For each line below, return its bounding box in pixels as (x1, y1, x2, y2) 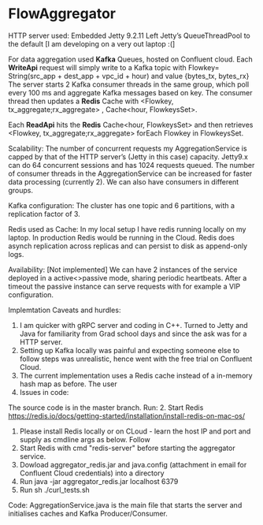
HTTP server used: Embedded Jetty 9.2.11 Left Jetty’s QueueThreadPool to (8, 31, 250, 40)
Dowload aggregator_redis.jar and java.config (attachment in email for (19, 460, 247, 469)
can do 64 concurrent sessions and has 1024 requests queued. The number (8, 160, 255, 169)
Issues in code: (19, 387, 69, 397)
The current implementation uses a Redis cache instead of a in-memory (19, 370, 254, 380)
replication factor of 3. (8, 209, 80, 218)
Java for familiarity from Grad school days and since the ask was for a (19, 329, 247, 338)
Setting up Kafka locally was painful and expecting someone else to (19, 345, 240, 355)
